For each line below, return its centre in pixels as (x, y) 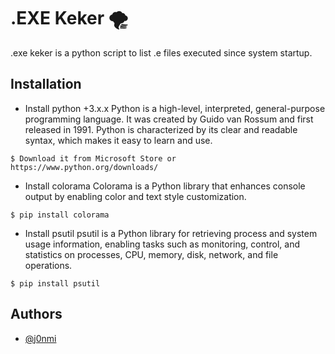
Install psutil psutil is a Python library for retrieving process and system (171, 233)
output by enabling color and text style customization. (135, 196)
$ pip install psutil (55, 283)
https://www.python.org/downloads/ (84, 167)
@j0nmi (40, 338)
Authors (36, 314)
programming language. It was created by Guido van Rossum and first (169, 119)
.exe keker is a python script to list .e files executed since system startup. (161, 52)
